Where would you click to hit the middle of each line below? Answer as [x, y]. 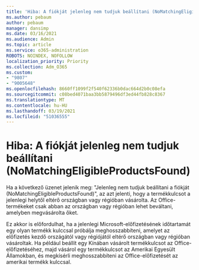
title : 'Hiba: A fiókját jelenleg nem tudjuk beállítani [78, 12]
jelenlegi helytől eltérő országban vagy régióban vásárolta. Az [81, 200]
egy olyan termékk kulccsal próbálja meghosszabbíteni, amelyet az [88, 231]
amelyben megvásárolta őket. [42, 213]
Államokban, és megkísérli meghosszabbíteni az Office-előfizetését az [92, 256]
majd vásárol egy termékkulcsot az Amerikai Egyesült [110, 249]
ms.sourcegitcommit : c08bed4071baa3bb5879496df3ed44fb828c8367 [86, 94]
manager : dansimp [28, 28]
